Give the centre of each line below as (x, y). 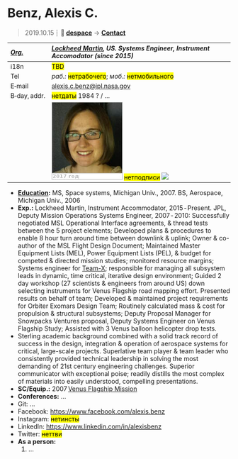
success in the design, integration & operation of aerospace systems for (123, 344)
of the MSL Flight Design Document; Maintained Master (119, 245)
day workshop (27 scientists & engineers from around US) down (111, 283)
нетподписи (142, 177)
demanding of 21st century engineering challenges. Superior (106, 366)
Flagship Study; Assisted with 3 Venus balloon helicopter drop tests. (117, 328)
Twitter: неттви (40, 434)
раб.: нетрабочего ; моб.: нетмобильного (113, 76)
